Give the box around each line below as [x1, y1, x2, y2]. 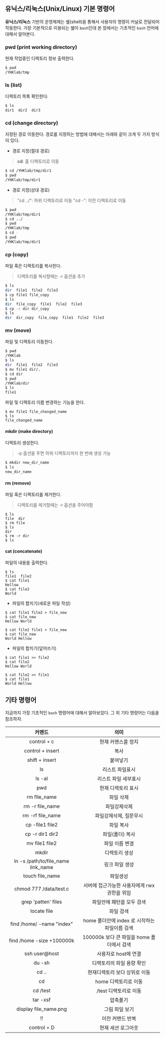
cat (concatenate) [5, 548, 43, 554]
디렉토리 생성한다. [5, 440, 40, 446]
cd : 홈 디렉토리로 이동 [17, 158, 59, 164]
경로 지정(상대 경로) [12, 187, 50, 193]
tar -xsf [32, 997, 51, 1003]
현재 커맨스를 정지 [99, 739, 139, 746]
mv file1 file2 [26, 840, 57, 847]
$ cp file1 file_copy [5, 292, 50, 297]
